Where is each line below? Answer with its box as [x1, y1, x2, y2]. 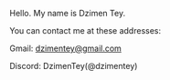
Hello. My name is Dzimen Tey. [9, 8, 126, 18]
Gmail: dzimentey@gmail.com [9, 43, 122, 54]
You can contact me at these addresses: [9, 25, 162, 35]
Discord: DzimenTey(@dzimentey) [9, 61, 138, 71]
